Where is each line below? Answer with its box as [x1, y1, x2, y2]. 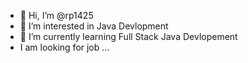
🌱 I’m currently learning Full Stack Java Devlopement [19, 31, 238, 42]
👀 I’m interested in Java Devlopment [19, 20, 169, 32]
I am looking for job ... [19, 41, 110, 53]
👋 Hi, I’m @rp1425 [19, 10, 94, 21]
